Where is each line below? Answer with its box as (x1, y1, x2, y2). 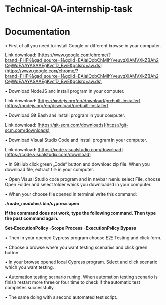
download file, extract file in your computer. (5, 167, 94, 173)
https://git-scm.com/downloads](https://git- (39, 122, 129, 128)
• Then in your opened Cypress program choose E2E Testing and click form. (5, 235, 162, 241)
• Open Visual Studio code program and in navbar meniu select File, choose (5, 176, 161, 182)
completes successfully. (5, 285, 55, 291)
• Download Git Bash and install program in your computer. (5, 112, 125, 118)
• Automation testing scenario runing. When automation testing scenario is (5, 274, 158, 280)
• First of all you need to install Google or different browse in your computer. (5, 43, 161, 49)
